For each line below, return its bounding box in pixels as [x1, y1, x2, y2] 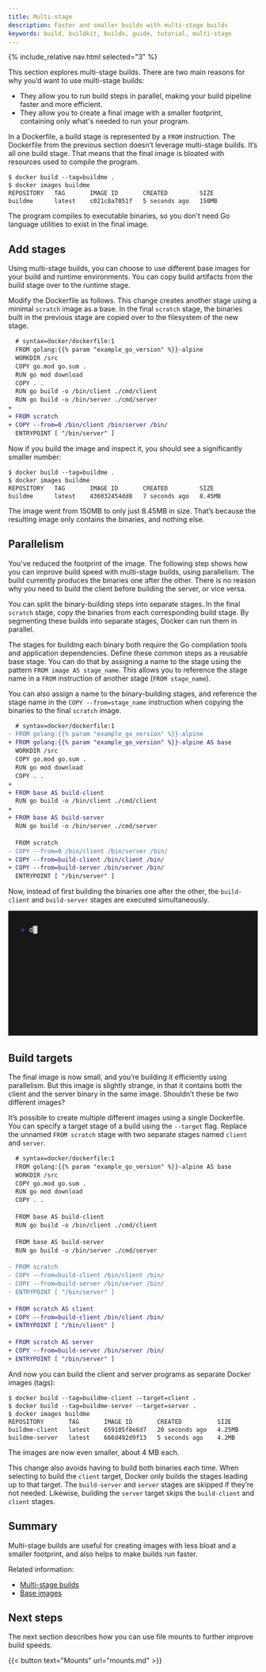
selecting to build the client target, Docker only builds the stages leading [8, 1471, 248, 1481]
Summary [8, 1520, 58, 1533]
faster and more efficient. [19, 100, 103, 109]
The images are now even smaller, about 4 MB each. [8, 1447, 180, 1457]
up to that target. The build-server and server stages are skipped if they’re [8, 1479, 254, 1489]
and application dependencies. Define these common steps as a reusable [8, 648, 248, 658]
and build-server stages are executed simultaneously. [31, 895, 210, 905]
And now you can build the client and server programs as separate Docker [8, 1369, 251, 1379]
